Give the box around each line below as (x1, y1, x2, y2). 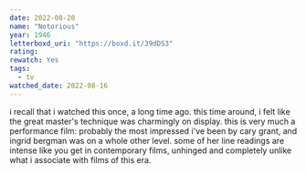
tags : (9, 65, 30, 74)
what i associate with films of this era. (9, 154, 152, 165)
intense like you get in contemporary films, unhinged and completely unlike (9, 145, 292, 156)
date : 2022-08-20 (9, 13, 76, 23)
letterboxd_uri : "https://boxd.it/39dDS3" (9, 38, 174, 48)
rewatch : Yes (9, 56, 59, 65)
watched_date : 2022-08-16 (9, 81, 108, 90)
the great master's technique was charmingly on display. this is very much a (9, 116, 296, 127)
